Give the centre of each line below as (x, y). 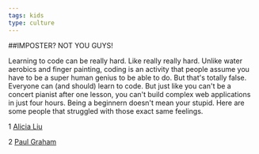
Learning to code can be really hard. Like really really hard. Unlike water (126, 61)
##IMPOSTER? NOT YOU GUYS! (61, 45)
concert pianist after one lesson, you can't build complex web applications (129, 94)
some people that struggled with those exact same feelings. (106, 111)
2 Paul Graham (32, 141)
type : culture (32, 23)
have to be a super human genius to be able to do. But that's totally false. (128, 77)
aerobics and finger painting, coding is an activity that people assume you (129, 69)
